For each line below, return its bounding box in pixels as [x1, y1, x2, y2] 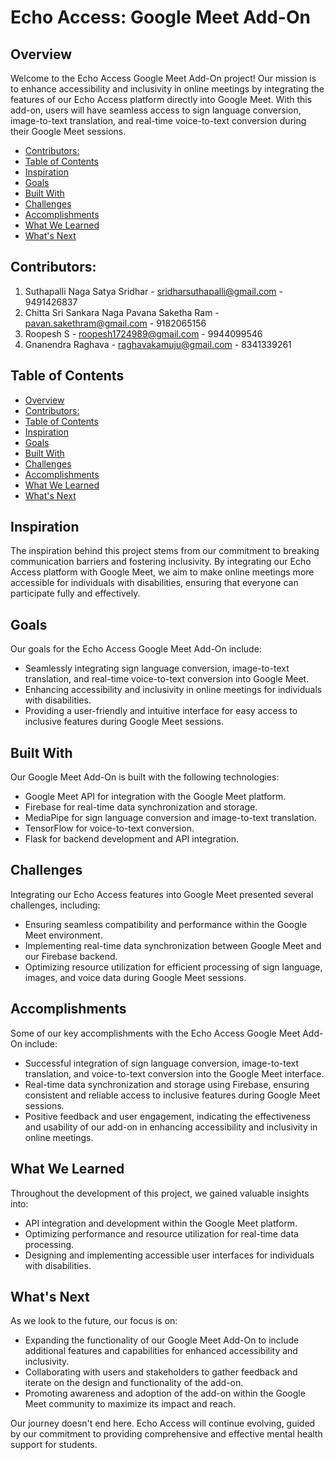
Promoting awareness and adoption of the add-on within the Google [24, 1387, 306, 1400]
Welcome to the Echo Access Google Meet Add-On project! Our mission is [10, 72, 317, 84]
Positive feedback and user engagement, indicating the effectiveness [24, 1110, 311, 1122]
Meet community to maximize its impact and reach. [24, 1398, 237, 1410]
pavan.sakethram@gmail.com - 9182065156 [24, 317, 207, 329]
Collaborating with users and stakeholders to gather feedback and [24, 1366, 298, 1378]
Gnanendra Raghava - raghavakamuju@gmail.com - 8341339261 [24, 338, 292, 350]
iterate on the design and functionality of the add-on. [24, 1377, 244, 1389]
